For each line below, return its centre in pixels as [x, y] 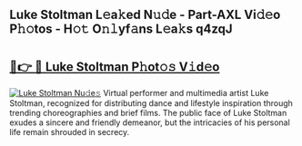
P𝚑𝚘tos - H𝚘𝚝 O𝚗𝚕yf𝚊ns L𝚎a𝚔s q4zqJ [121, 29]
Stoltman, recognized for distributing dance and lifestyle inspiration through [151, 103]
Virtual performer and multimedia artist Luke [186, 93]
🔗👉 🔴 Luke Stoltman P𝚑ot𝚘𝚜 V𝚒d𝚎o [115, 67]
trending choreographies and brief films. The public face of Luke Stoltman [148, 113]
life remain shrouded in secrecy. [70, 132]
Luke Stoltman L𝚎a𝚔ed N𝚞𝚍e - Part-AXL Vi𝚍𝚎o [145, 15]
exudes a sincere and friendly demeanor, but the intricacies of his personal [150, 122]
